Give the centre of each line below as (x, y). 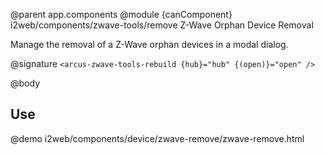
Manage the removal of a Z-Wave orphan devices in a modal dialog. (149, 44)
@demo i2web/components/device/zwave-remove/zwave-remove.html (157, 138)
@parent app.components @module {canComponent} (121, 14)
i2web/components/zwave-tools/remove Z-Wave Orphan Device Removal (162, 25)
